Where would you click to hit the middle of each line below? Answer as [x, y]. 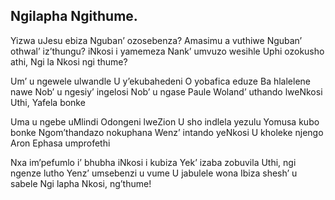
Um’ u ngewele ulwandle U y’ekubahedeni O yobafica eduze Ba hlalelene [160, 81]
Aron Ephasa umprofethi [60, 143]
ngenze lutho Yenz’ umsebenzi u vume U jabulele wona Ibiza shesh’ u [154, 173]
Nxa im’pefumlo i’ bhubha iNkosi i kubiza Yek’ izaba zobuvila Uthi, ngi [153, 162]
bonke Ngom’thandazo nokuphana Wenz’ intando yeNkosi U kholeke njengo [167, 132]
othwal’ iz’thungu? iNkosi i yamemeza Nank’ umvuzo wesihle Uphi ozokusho [167, 51]
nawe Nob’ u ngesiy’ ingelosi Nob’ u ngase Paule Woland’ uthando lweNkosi [166, 91]
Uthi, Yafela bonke [48, 102]
